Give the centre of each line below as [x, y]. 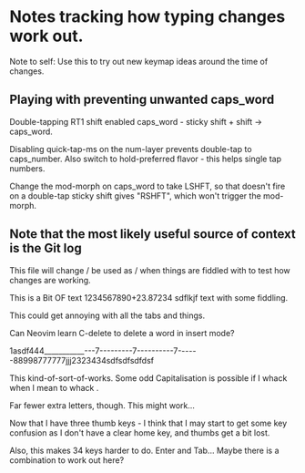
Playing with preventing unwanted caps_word [142, 100]
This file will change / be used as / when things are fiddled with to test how [150, 270]
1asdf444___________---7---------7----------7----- [103, 350]
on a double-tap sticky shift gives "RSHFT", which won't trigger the [135, 195]
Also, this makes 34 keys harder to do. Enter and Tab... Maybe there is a [144, 450]
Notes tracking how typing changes [147, 17]
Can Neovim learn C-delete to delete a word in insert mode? [122, 333]
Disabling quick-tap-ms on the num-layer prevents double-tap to [131, 149]
